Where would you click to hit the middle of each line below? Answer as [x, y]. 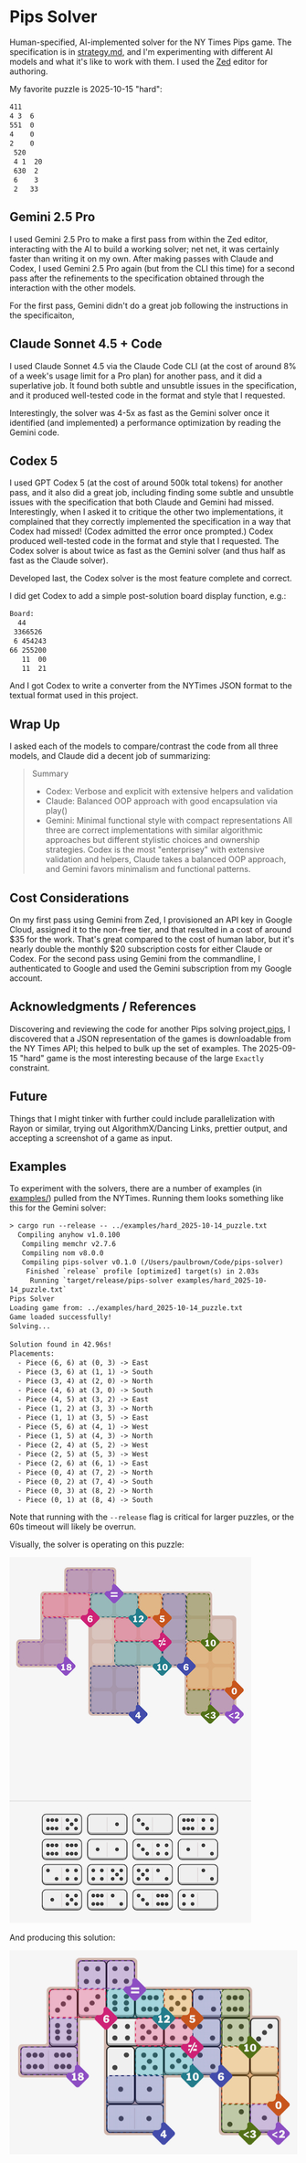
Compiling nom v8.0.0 [63, 1253]
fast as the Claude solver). [59, 560]
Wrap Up [35, 724]
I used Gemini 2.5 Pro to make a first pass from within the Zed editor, [138, 239]
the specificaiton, [42, 315]
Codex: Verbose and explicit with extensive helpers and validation [169, 792]
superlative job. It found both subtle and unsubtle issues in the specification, [153, 385]
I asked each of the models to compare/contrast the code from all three [144, 746]
